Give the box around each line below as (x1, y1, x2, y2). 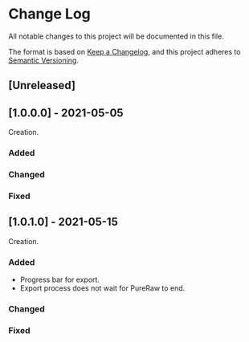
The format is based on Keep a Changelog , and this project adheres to (8, 47, 241, 56)
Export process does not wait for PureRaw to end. (19, 283, 186, 293)
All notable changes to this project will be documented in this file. (8, 31, 225, 41)
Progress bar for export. (19, 275, 100, 285)
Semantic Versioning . (8, 55, 79, 65)
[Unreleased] (8, 79, 76, 92)
